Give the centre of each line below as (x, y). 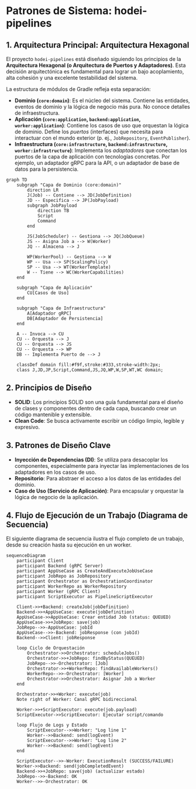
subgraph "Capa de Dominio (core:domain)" (69, 185)
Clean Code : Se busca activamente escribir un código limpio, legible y (99, 420)
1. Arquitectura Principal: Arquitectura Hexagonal (98, 45)
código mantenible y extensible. (53, 414)
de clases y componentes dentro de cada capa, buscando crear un (95, 408)
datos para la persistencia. (47, 169)
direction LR (43, 190)
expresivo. (27, 427)
